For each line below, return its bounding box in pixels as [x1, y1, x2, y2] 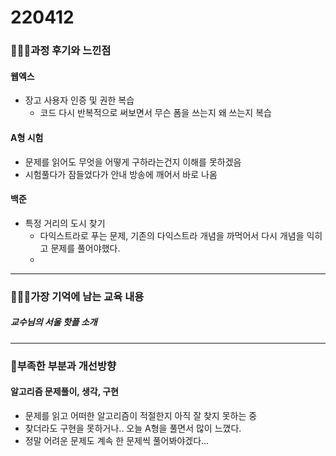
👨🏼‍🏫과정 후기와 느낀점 [10, 44, 112, 58]
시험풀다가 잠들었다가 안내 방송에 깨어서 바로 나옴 [24, 168, 218, 180]
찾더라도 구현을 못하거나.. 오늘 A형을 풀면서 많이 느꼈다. [24, 422, 242, 434]
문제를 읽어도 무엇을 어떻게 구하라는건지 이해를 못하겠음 [24, 156, 242, 168]
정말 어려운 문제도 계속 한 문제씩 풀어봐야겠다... [24, 434, 210, 446]
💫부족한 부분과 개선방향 [10, 359, 117, 373]
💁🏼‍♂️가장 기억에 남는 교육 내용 [10, 289, 145, 303]
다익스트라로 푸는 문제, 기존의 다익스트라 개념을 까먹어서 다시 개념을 [39, 229, 305, 241]
